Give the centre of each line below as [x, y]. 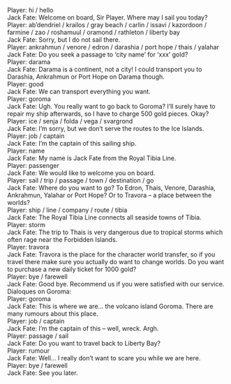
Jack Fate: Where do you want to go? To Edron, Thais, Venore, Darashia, [112, 188]
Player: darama [29, 62]
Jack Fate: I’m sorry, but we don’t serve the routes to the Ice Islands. [106, 129]
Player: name [26, 151]
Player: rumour [29, 351]
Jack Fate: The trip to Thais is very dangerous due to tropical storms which [115, 232]
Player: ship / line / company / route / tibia [67, 210]
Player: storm [26, 225]
